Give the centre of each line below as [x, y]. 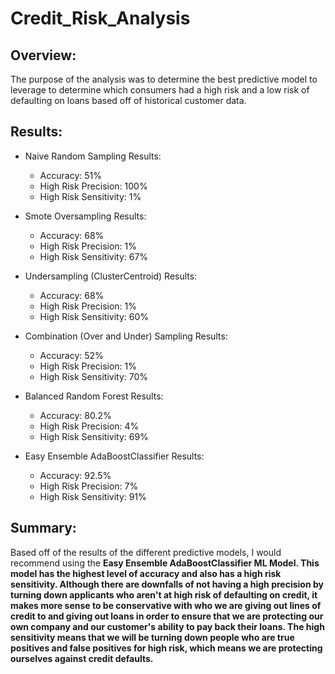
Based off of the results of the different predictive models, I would [146, 552]
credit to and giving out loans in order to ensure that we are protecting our [167, 616]
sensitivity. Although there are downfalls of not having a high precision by [167, 584]
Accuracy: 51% [70, 175]
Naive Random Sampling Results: [93, 156]
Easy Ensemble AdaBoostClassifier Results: [114, 456]
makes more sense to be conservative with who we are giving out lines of [166, 605]
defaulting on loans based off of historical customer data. [128, 100]
